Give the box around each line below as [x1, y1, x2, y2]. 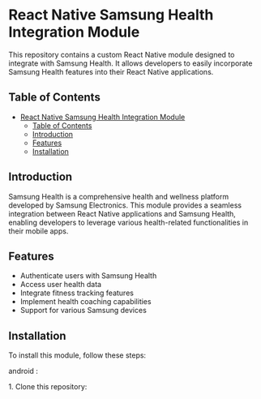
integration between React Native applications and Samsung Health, [8, 208, 237, 218]
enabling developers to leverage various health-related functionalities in [8, 217, 249, 227]
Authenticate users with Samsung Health [19, 271, 157, 281]
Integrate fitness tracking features [19, 288, 134, 298]
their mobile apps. [8, 225, 69, 236]
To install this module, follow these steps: [8, 350, 147, 360]
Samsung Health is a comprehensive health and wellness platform [8, 191, 229, 201]
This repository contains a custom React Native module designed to [8, 49, 235, 59]
